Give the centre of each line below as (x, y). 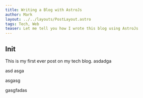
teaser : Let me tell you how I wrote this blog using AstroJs (72, 29)
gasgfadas (16, 90)
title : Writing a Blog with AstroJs (44, 10)
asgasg (13, 80)
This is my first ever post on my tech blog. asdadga (58, 61)
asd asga (15, 70)
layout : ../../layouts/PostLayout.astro (48, 19)
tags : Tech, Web (22, 24)
